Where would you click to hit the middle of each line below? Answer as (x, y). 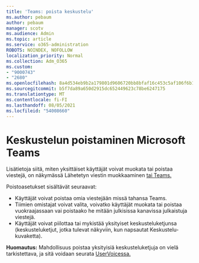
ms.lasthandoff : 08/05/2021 (41, 105)
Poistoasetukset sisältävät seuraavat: (52, 187)
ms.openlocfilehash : (32, 84)
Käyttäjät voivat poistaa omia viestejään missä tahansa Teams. (91, 198)
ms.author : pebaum (29, 17)
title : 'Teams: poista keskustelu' (50, 12)
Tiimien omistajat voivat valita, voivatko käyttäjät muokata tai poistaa (98, 204)
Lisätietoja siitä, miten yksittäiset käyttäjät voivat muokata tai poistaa (89, 169)
